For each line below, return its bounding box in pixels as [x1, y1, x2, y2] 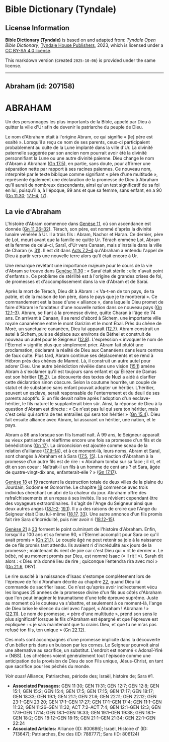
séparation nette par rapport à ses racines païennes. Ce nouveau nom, [5, 166, 152, 172]
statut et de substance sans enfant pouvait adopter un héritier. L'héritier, [5, 385, 155, 391]
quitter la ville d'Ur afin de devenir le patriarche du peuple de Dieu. [5, 124, 143, 130]
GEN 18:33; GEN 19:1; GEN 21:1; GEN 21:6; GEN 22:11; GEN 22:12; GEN [12, 694, 157, 700]
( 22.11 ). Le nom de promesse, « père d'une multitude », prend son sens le [5, 611, 157, 617]
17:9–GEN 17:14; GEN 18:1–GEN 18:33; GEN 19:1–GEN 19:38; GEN [12, 710, 145, 716]
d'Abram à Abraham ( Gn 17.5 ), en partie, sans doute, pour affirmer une [5, 161, 151, 167]
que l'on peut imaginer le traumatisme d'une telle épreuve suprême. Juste [5, 595, 158, 601]
